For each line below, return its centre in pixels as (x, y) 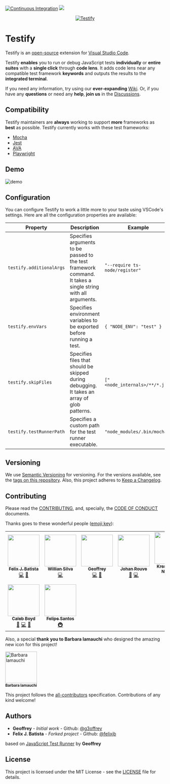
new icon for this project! (31, 644)
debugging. (83, 386)
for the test (83, 432)
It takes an (82, 392)
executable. (84, 444)
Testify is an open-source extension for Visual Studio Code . (68, 53)
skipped (79, 373)
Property (36, 228)
